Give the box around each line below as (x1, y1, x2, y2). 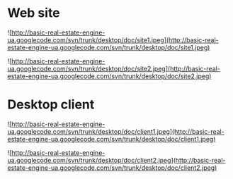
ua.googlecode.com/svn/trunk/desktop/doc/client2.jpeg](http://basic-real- (7, 156, 226, 164)
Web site (7, 5, 60, 21)
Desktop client (7, 97, 95, 113)
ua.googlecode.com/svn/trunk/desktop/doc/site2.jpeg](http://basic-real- (7, 64, 221, 73)
